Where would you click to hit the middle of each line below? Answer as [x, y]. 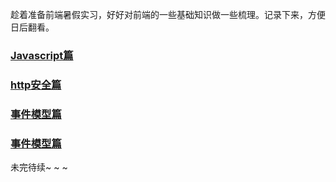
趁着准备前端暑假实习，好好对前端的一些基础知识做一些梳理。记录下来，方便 [168, 14]
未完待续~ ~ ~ [39, 167]
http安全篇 [36, 85]
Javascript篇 [42, 55]
